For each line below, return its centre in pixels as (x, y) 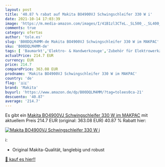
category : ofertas (24, 33)
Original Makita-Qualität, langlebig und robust (58, 150)
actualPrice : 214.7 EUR (29, 55)
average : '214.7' (23, 101)
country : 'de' (20, 78)
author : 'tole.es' (24, 37)
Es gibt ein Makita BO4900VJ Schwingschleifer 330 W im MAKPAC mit (77, 115)
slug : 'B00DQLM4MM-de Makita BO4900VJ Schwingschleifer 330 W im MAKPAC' (82, 42)
